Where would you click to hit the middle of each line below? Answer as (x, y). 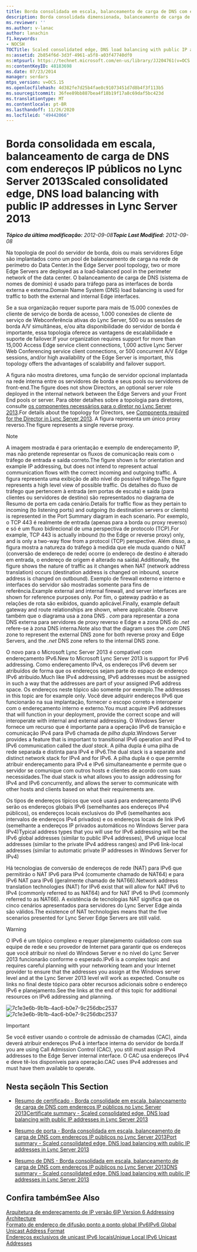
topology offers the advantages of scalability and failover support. (86, 364)
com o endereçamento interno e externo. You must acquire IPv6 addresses (96, 708)
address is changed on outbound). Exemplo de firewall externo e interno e (96, 579)
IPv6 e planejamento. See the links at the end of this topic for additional (91, 990)
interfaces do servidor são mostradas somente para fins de (78, 585)
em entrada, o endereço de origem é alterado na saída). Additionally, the (93, 560)
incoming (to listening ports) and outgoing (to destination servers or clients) (97, 510)
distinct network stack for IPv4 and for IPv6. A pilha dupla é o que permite (95, 758)
